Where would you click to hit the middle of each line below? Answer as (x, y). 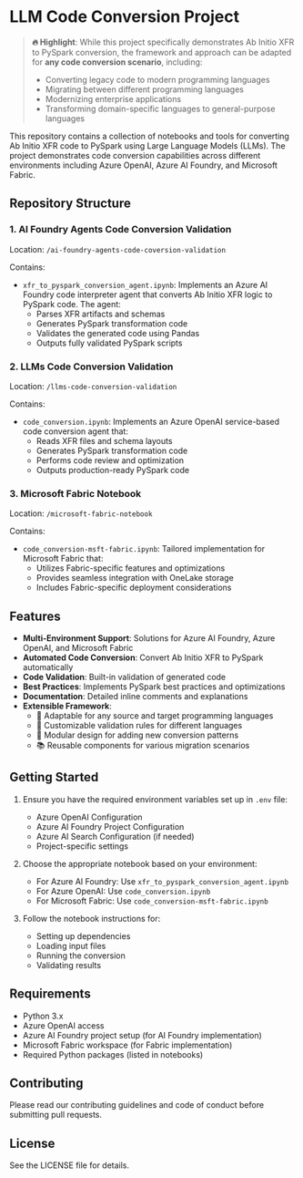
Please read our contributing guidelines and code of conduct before (137, 1105)
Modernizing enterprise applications (113, 98)
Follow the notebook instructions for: (91, 918)
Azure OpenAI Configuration (89, 817)
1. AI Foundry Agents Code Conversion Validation (121, 230)
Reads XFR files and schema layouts (104, 440)
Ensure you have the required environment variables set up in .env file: (155, 799)
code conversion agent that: (76, 431)
